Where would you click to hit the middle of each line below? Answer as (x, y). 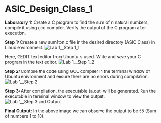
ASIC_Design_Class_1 (49, 9)
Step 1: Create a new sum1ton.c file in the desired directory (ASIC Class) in (80, 42)
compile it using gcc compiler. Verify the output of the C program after (76, 27)
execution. (16, 33)
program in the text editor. (31, 62)
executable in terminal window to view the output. (55, 96)
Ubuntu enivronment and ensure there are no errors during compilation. (77, 76)
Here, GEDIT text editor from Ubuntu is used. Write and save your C (73, 56)
